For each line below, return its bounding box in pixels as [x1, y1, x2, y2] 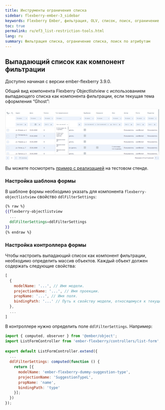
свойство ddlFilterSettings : [37, 194, 97, 200]
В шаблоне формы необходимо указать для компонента [5, 189, 124, 195]
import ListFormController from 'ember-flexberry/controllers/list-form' [5, 338, 160, 343]
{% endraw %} [5, 230, 32, 235]
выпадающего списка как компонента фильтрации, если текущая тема [5, 93, 155, 99]
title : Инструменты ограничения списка [5, 8, 87, 13]
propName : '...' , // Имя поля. [14, 294, 78, 299]
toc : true [5, 24, 26, 28]
